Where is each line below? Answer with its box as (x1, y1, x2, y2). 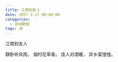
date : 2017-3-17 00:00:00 (5, 12, 60, 17)
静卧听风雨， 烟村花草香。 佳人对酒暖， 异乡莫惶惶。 (5, 51, 115, 57)
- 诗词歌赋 (10, 21, 30, 27)
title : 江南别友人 (5, 7, 41, 13)
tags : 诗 (5, 26, 23, 31)
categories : (5, 17, 30, 22)
